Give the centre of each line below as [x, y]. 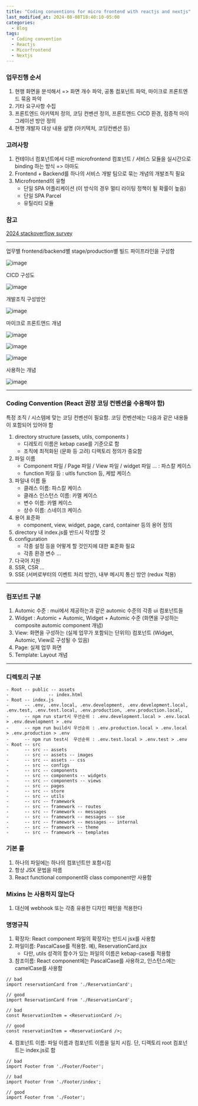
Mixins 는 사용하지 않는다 [40, 894]
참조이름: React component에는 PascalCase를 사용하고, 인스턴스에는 [95, 961]
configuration [31, 539]
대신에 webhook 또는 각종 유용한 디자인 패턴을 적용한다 [78, 908]
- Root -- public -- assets [41, 690]
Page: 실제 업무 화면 [38, 648]
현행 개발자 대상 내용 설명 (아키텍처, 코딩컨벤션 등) [72, 128]
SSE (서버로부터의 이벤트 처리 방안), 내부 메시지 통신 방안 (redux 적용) [95, 574]
